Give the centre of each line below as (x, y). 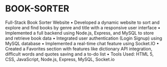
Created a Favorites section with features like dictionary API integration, (79, 49)
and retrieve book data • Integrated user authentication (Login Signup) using (84, 38)
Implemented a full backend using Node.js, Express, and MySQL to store (80, 33)
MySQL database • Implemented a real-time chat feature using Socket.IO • (82, 43)
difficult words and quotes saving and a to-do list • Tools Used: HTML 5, (80, 54)
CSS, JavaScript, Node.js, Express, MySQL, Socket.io (60, 59)
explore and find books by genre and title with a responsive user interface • (83, 27)
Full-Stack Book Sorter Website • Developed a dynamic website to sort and (82, 22)
